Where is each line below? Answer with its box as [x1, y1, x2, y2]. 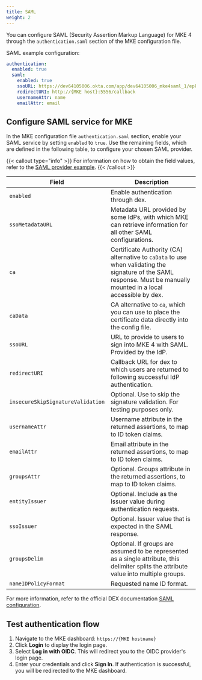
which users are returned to [110, 366, 189, 374]
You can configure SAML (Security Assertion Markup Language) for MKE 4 [6, 31, 192, 38]
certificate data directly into [110, 316, 189, 324]
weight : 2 [6, 14, 31, 21]
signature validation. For [110, 398, 179, 406]
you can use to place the [110, 308, 180, 317]
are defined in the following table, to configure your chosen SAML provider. [6, 145, 193, 153]
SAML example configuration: [6, 49, 80, 56]
